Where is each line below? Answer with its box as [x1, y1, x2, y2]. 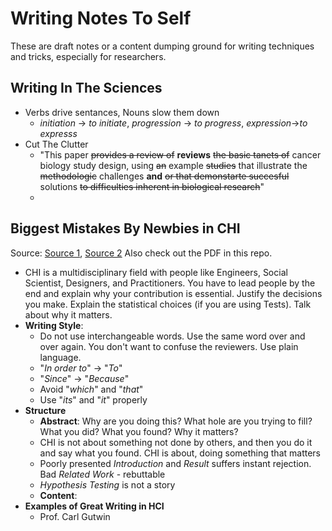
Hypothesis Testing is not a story [39, 478, 176, 491]
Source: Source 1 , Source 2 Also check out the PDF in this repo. [10, 247, 273, 259]
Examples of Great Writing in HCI [24, 500, 165, 512]
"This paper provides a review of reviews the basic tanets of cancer [39, 148, 322, 161]
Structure [24, 404, 67, 416]
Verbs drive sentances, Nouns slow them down [24, 106, 220, 118]
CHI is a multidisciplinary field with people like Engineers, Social [24, 266, 288, 278]
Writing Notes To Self [10, 7, 192, 30]
